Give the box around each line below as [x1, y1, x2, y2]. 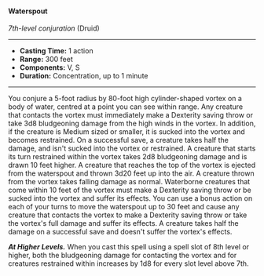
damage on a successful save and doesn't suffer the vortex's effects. [8, 227, 233, 237]
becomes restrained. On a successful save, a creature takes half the [8, 136, 229, 145]
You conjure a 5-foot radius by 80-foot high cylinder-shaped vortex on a [8, 94, 242, 103]
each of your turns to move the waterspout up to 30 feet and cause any [8, 202, 240, 212]
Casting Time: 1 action [19, 46, 93, 56]
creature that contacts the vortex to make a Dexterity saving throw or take [8, 210, 247, 220]
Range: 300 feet [19, 55, 73, 64]
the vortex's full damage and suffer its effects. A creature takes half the [8, 219, 239, 228]
